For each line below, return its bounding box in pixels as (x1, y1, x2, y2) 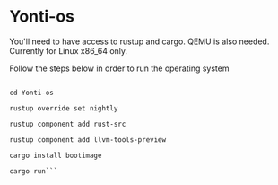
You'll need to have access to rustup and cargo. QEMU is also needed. (9, 36, 270, 47)
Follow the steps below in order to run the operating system (9, 63, 230, 74)
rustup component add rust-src (9, 119, 126, 128)
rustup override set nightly (9, 103, 118, 113)
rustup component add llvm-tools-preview (9, 135, 167, 145)
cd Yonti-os (9, 88, 54, 97)
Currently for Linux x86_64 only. (9, 45, 128, 56)
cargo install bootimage (9, 151, 102, 160)
